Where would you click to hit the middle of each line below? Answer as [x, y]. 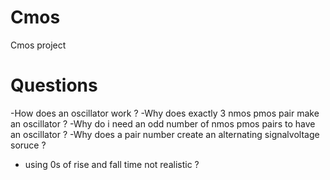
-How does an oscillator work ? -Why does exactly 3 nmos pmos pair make [165, 113]
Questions [54, 85]
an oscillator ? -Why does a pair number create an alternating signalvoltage [165, 134]
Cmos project [38, 45]
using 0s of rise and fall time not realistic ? [112, 164]
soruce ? [28, 145]
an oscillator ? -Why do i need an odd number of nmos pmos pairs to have [163, 123]
